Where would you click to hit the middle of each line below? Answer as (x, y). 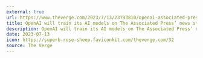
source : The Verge (29, 46)
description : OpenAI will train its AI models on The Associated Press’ (100, 29)
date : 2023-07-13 (28, 34)
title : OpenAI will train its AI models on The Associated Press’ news (98, 23)
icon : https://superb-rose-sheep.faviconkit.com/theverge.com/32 (90, 40)
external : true (25, 12)
